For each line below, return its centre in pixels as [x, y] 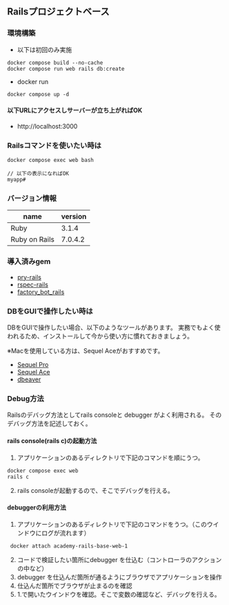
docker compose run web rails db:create [66, 69]
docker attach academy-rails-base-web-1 [69, 546]
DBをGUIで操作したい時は [50, 311]
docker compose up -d [38, 94]
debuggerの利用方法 [37, 507]
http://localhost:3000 [47, 126]
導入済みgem [29, 262]
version [74, 217]
